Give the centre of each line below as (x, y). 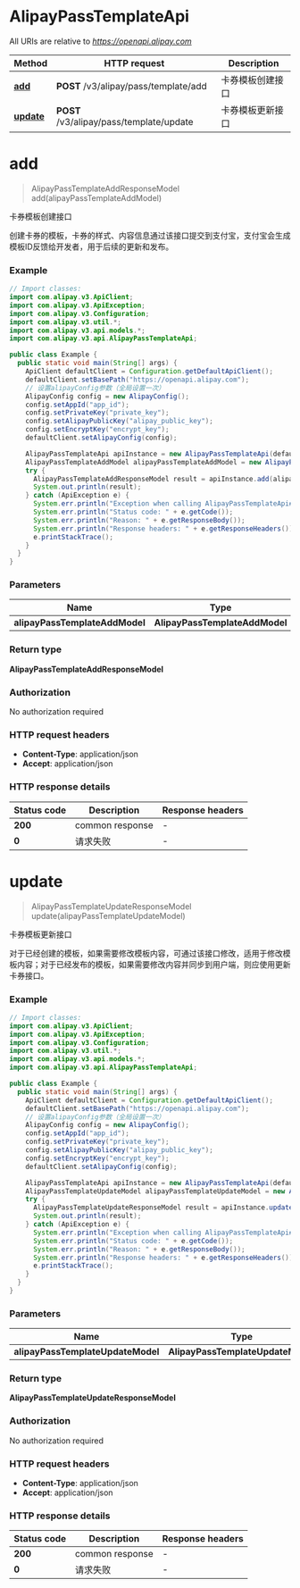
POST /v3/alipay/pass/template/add (132, 86)
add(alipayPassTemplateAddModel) (96, 197)
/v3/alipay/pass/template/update (125, 121)
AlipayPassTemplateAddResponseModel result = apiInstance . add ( (153, 479)
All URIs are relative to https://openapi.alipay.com (100, 41)
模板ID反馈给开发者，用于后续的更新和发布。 (92, 247)
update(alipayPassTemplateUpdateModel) (108, 915)
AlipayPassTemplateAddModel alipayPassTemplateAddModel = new (143, 462)
